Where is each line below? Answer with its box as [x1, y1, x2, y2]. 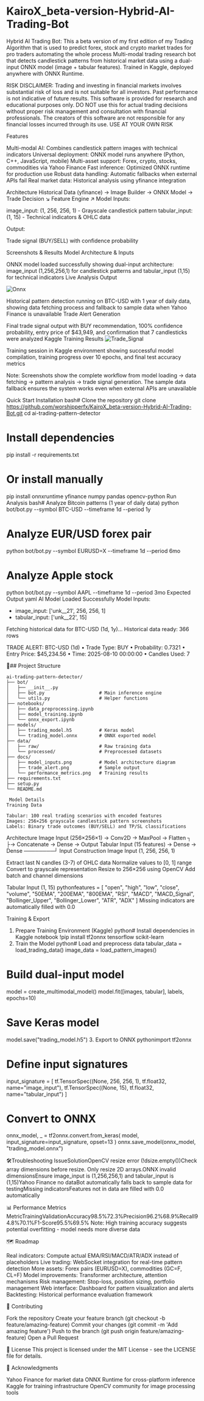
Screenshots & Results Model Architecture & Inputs [6, 248, 135, 256]
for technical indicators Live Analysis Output [6, 273, 118, 281]
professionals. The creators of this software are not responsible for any [6, 114, 185, 121]
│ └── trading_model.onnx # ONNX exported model [6, 733, 157, 739]
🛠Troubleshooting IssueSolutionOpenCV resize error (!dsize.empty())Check [6, 1157, 197, 1164]
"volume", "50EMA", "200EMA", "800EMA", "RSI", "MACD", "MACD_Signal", [6, 890, 195, 897]
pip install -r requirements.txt [6, 451, 79, 458]
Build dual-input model [6, 968, 125, 981]
